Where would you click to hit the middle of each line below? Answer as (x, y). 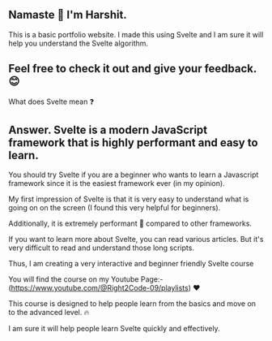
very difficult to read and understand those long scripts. (101, 248)
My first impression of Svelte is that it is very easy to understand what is (129, 199)
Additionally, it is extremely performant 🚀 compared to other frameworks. (130, 223)
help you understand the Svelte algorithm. (78, 43)
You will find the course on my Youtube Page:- (86, 279)
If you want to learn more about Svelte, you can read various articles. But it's (136, 240)
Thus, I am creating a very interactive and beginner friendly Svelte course (131, 264)
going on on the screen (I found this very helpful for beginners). (115, 208)
